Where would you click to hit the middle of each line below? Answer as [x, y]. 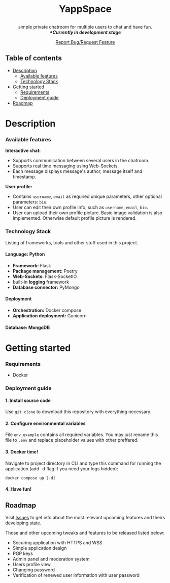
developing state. [23, 523]
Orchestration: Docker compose [47, 310]
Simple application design [40, 548]
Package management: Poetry [45, 271]
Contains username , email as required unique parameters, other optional [87, 196]
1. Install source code [28, 400]
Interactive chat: [23, 150]
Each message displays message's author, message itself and [77, 171]
